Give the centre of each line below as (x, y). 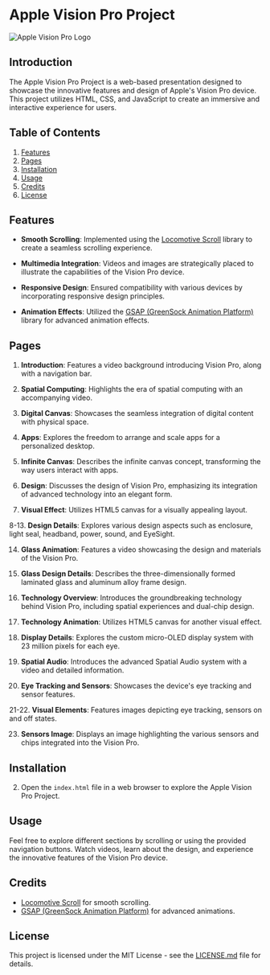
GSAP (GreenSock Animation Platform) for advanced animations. (128, 911)
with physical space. (55, 422)
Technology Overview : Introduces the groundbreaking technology (131, 598)
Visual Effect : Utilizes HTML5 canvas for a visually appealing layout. (134, 510)
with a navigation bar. (56, 374)
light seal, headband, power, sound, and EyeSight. (92, 534)
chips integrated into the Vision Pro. (80, 743)
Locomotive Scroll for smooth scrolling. (86, 902)
